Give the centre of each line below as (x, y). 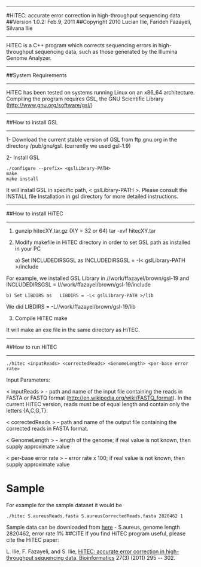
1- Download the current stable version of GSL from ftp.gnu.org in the (92, 139)
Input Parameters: (28, 380)
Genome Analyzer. (29, 58)
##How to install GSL (32, 122)
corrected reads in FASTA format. (47, 429)
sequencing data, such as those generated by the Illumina (106, 52)
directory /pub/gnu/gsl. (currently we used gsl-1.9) (68, 146)
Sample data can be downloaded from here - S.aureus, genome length (93, 527)
